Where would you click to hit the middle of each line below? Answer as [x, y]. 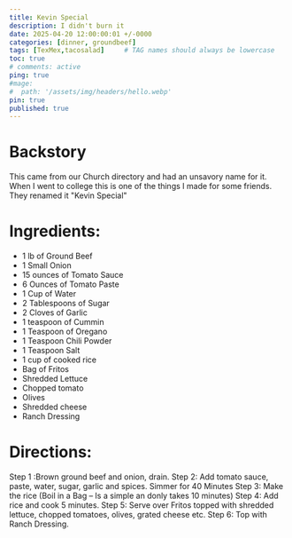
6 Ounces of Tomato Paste [70, 284]
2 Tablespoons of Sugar [66, 304]
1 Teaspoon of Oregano [65, 332]
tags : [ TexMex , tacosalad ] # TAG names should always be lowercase [142, 51]
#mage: [21, 83]
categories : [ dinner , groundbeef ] [73, 42]
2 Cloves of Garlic [55, 313]
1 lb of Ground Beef [57, 256]
